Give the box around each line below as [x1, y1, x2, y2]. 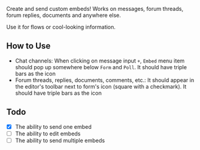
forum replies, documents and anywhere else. [6, 12, 122, 19]
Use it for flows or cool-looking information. [6, 24, 116, 30]
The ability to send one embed [15, 123, 92, 130]
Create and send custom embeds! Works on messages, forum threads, [6, 5, 184, 12]
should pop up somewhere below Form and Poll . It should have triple [15, 63, 187, 70]
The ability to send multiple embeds [15, 137, 105, 144]
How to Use [6, 41, 51, 51]
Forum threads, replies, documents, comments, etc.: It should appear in [15, 76, 195, 84]
